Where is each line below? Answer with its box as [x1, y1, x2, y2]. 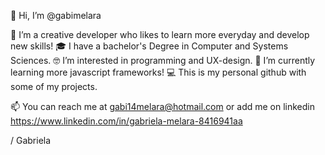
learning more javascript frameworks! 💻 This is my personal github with [10, 66, 307, 78]
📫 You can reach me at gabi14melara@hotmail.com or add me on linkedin [10, 101, 316, 112]
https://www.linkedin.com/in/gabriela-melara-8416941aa [10, 115, 243, 127]
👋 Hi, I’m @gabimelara [10, 10, 102, 21]
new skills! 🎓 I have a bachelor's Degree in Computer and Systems [10, 40, 289, 52]
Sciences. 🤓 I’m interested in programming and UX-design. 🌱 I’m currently [10, 55, 316, 66]
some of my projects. [10, 81, 98, 92]
